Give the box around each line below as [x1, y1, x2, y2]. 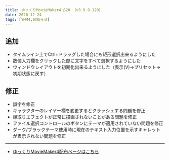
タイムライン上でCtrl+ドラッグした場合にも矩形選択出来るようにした [12, 51, 156, 57]
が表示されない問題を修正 [12, 133, 66, 139]
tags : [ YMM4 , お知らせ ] [5, 17, 50, 22]
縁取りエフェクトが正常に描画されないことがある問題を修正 [12, 114, 137, 120]
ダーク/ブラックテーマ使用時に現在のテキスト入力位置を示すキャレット [12, 126, 161, 133]
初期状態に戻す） [12, 71, 49, 77]
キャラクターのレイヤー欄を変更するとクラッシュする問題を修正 [12, 108, 146, 113]
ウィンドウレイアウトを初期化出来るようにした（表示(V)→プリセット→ [12, 64, 161, 70]
